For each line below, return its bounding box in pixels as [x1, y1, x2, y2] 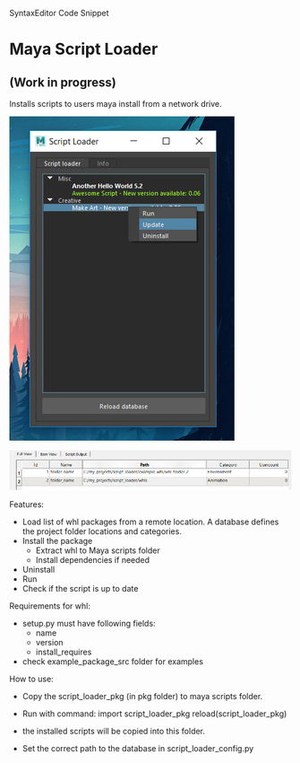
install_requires [35, 646, 92, 658]
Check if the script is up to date [21, 583, 139, 594]
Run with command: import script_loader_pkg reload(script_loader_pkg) [21, 708, 287, 719]
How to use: [9, 673, 54, 685]
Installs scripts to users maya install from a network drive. [9, 99, 222, 109]
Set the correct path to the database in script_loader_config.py [21, 743, 254, 754]
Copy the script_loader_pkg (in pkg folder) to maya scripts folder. [21, 691, 263, 702]
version [35, 637, 64, 648]
